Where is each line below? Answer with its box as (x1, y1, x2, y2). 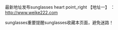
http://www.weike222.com (5, 10, 58, 15)
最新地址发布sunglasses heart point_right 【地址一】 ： (5, 4, 115, 10)
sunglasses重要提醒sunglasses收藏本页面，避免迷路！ (5, 20, 114, 25)
